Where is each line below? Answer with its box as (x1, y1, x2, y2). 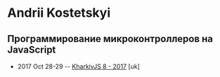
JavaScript (7, 43, 56, 55)
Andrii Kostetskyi (7, 5, 111, 21)
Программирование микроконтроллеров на (7, 33, 213, 45)
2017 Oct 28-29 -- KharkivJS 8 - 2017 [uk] (17, 62, 141, 71)
